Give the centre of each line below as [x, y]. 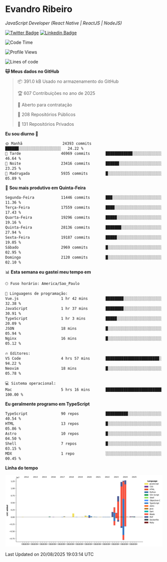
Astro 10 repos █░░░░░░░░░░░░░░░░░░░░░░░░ [83, 433]
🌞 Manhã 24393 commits [48, 143]
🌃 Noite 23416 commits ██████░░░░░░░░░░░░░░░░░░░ [83, 163]
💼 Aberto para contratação [45, 105]
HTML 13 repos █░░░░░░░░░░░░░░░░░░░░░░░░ [83, 423]
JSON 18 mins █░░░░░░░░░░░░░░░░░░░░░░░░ [83, 328]
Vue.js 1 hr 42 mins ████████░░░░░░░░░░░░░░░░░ [83, 298]
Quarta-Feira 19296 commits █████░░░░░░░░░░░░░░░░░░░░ [83, 217]
